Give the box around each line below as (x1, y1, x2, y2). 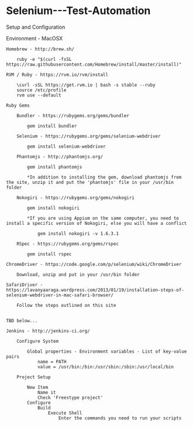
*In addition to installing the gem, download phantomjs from (27, 174, 182, 180)
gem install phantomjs (27, 164, 82, 170)
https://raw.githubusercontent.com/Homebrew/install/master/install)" (6, 62, 182, 67)
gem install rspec (27, 251, 72, 257)
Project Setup (16, 374, 51, 380)
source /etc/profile (16, 87, 67, 93)
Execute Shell (47, 410, 82, 416)
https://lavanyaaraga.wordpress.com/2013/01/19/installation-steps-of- (6, 287, 184, 293)
